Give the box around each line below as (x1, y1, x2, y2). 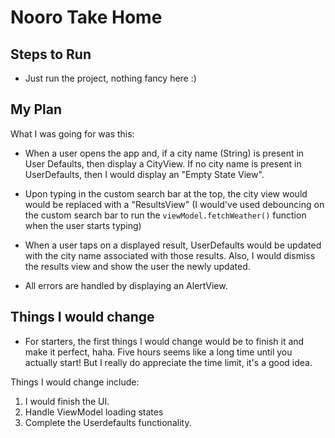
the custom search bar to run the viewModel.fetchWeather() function (24, 209, 307, 221)
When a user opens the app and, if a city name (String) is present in (24, 147, 305, 159)
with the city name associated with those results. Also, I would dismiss (24, 249, 316, 261)
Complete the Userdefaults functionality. (24, 416, 192, 428)
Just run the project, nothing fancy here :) (24, 72, 197, 84)
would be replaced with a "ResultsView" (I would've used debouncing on (24, 198, 325, 210)
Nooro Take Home (10, 6, 163, 29)
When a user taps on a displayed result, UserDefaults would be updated (24, 239, 322, 251)
